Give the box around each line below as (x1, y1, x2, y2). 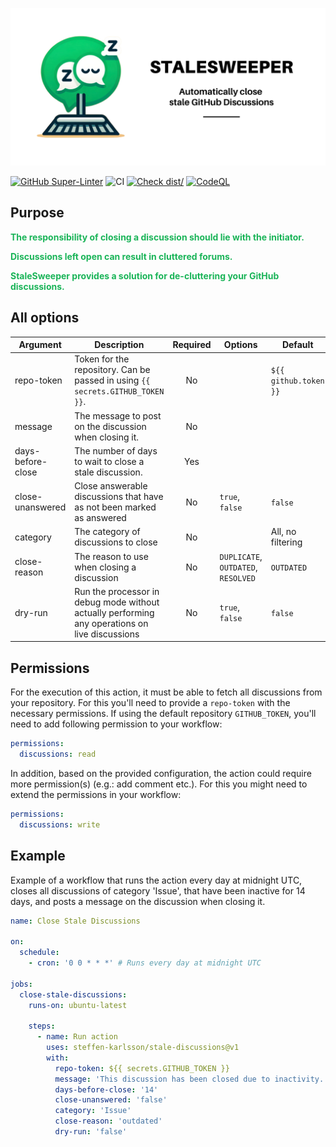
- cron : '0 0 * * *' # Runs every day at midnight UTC (28, 958, 262, 968)
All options (10, 309, 80, 327)
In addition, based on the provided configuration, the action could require (10, 767, 312, 779)
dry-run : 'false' (54, 1127, 128, 1137)
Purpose (10, 204, 65, 222)
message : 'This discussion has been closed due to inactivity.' (54, 1074, 329, 1084)
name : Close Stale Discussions (10, 916, 141, 926)
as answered (74, 512, 127, 524)
